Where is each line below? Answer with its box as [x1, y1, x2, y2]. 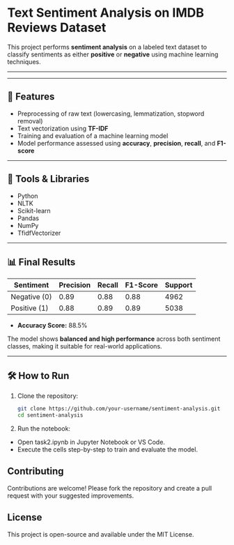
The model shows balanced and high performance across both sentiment [7, 335, 221, 343]
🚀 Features [7, 91, 55, 102]
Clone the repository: [17, 392, 79, 400]
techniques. [7, 57, 41, 66]
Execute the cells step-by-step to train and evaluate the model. [17, 445, 198, 454]
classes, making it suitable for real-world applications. [7, 342, 162, 351]
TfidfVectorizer [17, 229, 61, 237]
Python [17, 192, 38, 200]
